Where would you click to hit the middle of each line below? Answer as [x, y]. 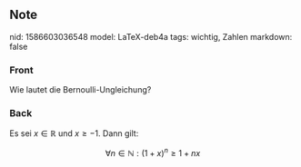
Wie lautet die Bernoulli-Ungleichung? [80, 90]
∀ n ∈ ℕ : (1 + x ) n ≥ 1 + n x [153, 152]
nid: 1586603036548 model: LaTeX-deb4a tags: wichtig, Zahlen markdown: [151, 36]
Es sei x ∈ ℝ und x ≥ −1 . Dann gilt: [74, 133]
